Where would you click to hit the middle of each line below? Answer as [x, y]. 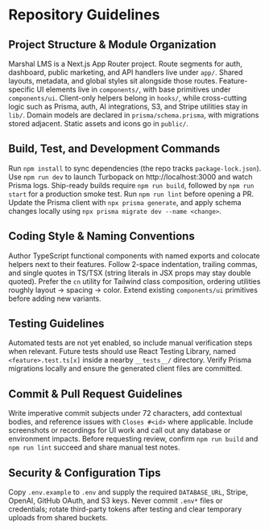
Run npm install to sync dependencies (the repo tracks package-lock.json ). [135, 168]
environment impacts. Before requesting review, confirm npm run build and [133, 439]
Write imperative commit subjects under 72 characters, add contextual [125, 413]
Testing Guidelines [56, 324]
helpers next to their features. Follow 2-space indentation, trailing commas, [133, 264]
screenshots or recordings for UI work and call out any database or [120, 430]
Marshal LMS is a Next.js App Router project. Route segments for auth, [126, 64]
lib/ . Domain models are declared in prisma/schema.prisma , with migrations [134, 115]
